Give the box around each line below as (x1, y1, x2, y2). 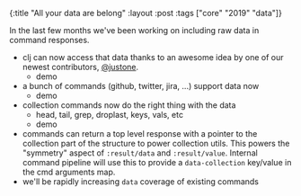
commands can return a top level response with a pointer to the (22, 129, 258, 138)
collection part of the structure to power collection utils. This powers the (22, 138, 290, 148)
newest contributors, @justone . (22, 62, 139, 72)
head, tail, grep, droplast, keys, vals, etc (35, 110, 184, 120)
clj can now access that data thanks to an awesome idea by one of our (22, 52, 284, 62)
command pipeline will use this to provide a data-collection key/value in (22, 157, 292, 167)
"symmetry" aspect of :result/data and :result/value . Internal (22, 147, 258, 158)
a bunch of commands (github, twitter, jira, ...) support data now (22, 81, 260, 91)
